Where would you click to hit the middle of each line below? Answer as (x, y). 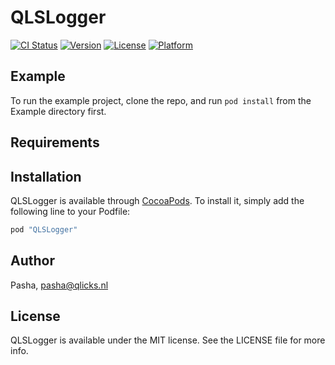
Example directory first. (58, 111)
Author (32, 261)
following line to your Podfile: (70, 211)
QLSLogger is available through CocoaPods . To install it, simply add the (157, 200)
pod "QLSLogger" (44, 229)
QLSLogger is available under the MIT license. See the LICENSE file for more (168, 340)
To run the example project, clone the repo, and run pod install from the (161, 100)
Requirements (55, 142)
